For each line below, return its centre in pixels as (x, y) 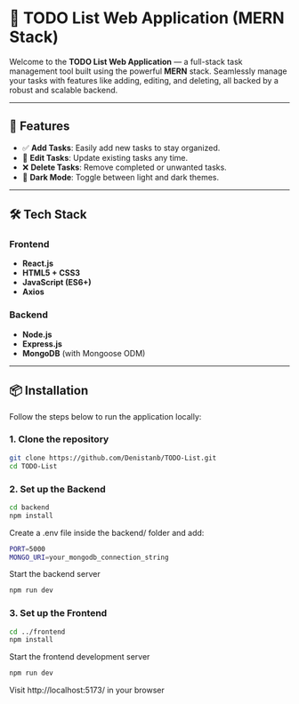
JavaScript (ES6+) (57, 283)
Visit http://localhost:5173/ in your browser (87, 690)
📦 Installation (49, 391)
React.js (38, 264)
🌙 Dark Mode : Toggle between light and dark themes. (121, 177)
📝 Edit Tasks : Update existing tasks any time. (105, 157)
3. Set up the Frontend (58, 613)
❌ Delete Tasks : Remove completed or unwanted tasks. (124, 167)
